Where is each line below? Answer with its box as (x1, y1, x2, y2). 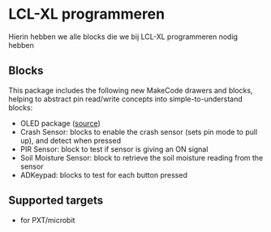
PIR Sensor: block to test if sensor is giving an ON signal (19, 144, 209, 154)
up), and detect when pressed (19, 135, 122, 145)
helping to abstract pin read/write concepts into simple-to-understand (8, 94, 243, 104)
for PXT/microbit (19, 215, 75, 225)
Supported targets (8, 194, 104, 208)
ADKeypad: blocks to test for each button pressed (19, 170, 188, 179)
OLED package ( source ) (19, 118, 101, 128)
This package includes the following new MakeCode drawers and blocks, (8, 85, 253, 95)
